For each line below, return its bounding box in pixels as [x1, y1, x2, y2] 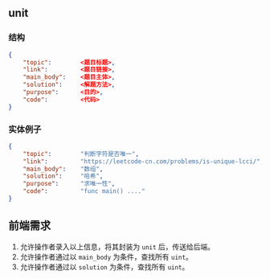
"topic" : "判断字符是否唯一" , [22, 150, 139, 158]
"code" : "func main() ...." [22, 187, 146, 195]
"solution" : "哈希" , [22, 172, 104, 180]
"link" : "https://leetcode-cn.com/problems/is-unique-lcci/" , [22, 157, 264, 166]
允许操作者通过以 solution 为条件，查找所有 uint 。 [19, 261, 190, 272]
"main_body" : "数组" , [22, 165, 104, 173]
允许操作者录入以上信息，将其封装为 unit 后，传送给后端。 [19, 241, 215, 252]
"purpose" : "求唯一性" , [22, 180, 116, 188]
